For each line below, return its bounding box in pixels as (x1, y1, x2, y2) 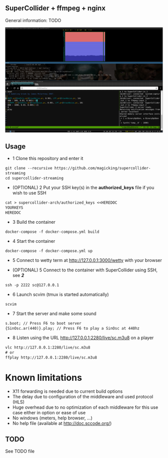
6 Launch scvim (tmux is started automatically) (12, 291, 109, 297)
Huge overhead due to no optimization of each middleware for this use (12, 404, 158, 410)
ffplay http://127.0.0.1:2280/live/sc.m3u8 (5, 355, 97, 360)
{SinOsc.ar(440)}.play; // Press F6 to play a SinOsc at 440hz (5, 326, 140, 331)
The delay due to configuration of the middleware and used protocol (12, 394, 153, 400)
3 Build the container (12, 219, 56, 225)
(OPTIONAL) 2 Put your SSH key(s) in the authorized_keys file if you (12, 185, 154, 191)
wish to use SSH (12, 190, 46, 196)
